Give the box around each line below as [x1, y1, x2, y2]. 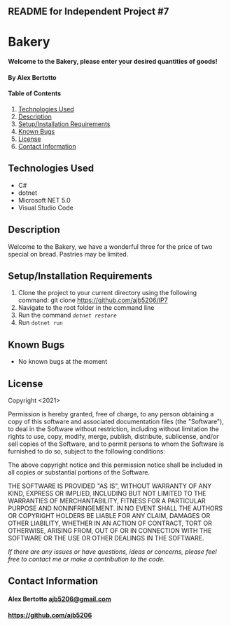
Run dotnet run [17, 318, 63, 327]
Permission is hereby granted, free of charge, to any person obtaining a [8, 410, 214, 419]
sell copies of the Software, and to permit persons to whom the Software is [8, 440, 225, 448]
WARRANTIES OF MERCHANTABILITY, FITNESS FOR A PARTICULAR [8, 497, 206, 505]
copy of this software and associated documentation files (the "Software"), [8, 417, 225, 426]
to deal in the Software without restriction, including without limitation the [8, 425, 219, 433]
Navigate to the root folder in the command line [17, 304, 155, 312]
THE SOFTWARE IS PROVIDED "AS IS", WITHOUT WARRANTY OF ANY [8, 482, 212, 490]
